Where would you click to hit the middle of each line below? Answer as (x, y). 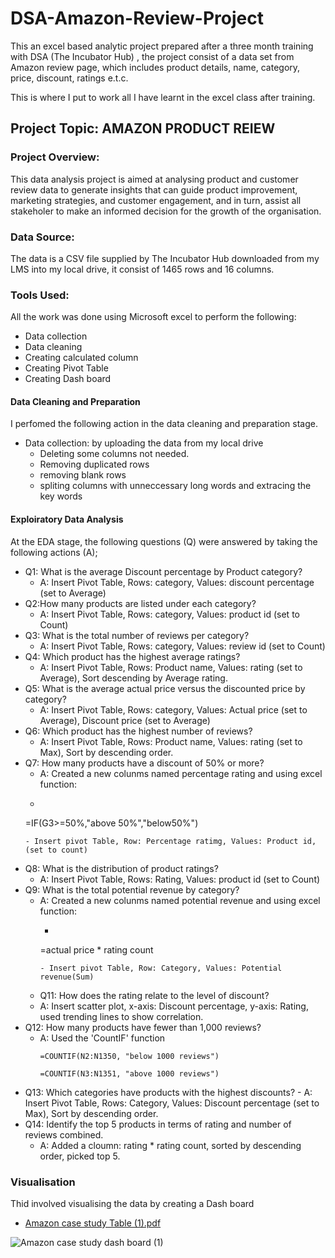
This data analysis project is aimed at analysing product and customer (154, 179)
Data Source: (42, 237)
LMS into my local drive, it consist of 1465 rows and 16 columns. (142, 269)
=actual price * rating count (96, 949)
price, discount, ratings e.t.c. (69, 78)
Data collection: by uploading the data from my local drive (144, 443)
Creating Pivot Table (66, 368)
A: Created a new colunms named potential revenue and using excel (180, 900)
